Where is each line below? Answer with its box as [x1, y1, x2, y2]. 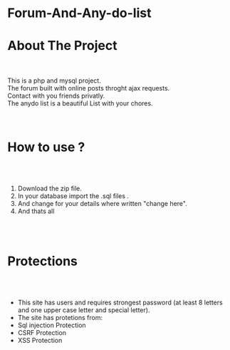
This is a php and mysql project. [7, 76, 101, 85]
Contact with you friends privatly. [7, 91, 105, 101]
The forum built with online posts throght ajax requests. [7, 84, 170, 93]
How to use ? [7, 139, 85, 155]
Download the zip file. [17, 184, 82, 193]
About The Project [7, 38, 117, 54]
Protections [7, 253, 78, 269]
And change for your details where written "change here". [17, 200, 187, 208]
